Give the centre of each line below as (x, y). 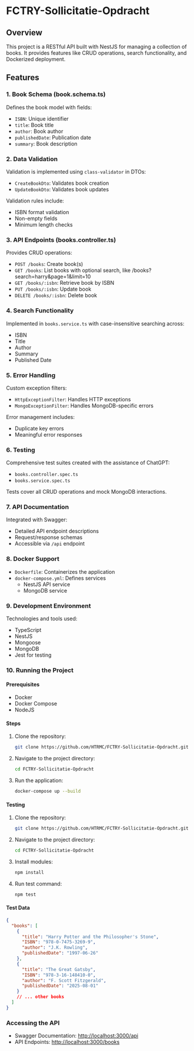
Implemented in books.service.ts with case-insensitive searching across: (95, 323)
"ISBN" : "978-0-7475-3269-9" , (58, 942)
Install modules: (34, 862)
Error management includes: (41, 417)
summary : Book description (46, 144)
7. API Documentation (38, 507)
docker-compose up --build (48, 791)
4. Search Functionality (40, 311)
